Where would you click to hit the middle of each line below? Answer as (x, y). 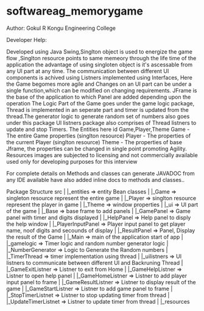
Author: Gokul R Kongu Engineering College (61, 28)
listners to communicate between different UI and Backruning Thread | (95, 262)
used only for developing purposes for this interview (72, 161)
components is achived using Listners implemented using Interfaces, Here (100, 77)
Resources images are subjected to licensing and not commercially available (102, 155)
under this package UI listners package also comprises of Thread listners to (101, 122)
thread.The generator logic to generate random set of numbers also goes (98, 116)
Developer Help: (27, 40)
